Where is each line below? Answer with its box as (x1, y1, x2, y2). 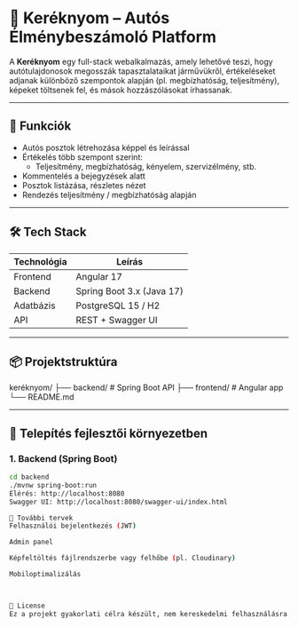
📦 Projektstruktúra (9, 354, 118, 369)
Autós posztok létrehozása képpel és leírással (21, 142, 190, 153)
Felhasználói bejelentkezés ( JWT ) (9, 521, 137, 531)
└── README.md (9, 392, 74, 402)
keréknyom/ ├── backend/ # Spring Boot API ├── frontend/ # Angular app (9, 382, 284, 393)
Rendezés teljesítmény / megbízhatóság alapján (21, 189, 197, 200)
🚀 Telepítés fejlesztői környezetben (9, 425, 208, 440)
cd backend (9, 472, 50, 482)
